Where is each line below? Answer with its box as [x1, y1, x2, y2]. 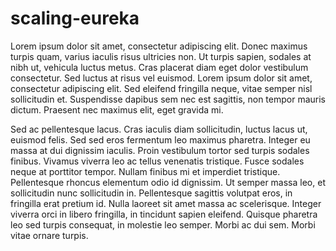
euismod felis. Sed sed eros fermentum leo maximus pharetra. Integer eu [10, 133, 311, 146]
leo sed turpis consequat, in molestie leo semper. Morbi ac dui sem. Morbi [10, 218, 316, 231]
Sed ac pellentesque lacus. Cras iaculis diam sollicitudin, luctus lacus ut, [10, 123, 308, 135]
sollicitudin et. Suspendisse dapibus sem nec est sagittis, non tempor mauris [10, 93, 326, 105]
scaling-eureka [10, 7, 140, 30]
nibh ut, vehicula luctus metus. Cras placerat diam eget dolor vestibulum [10, 61, 309, 73]
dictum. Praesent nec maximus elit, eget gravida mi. [10, 103, 224, 116]
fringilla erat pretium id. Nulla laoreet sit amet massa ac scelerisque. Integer [10, 197, 322, 209]
